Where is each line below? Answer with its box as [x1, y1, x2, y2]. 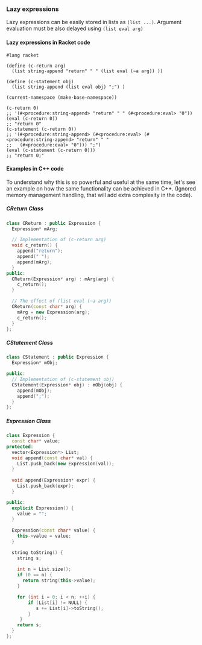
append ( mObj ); [17, 388, 52, 394]
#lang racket [6, 52, 39, 58]
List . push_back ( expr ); [17, 483, 74, 489]
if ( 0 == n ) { [17, 572, 52, 578]
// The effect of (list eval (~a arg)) [11, 298, 112, 304]
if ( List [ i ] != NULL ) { [28, 599, 87, 606]
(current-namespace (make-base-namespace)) [6, 94, 118, 101]
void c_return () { [11, 242, 58, 248]
